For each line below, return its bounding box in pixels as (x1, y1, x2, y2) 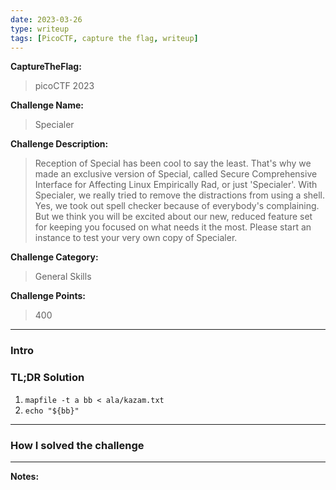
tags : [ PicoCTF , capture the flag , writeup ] (10, 33, 199, 43)
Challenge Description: (10, 138, 109, 150)
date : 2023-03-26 (10, 14, 83, 25)
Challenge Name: (10, 99, 84, 111)
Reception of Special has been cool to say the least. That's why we (34, 157, 312, 170)
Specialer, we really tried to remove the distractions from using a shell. (34, 189, 326, 201)
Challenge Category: (10, 251, 99, 263)
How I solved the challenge (10, 438, 145, 452)
